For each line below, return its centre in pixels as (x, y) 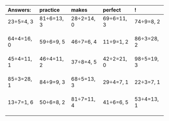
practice (50, 10)
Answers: (19, 10)
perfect (112, 10)
